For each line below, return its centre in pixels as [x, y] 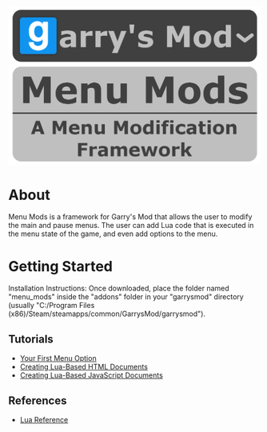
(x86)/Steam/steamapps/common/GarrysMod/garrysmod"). [107, 314]
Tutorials [31, 339]
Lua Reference [44, 419]
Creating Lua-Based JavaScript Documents [92, 375]
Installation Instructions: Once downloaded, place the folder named [119, 288]
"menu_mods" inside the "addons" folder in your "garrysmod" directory [126, 297]
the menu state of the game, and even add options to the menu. [113, 234]
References [38, 400]
